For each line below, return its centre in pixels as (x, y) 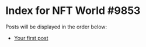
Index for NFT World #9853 (73, 11)
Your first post (31, 38)
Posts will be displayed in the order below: (56, 27)
